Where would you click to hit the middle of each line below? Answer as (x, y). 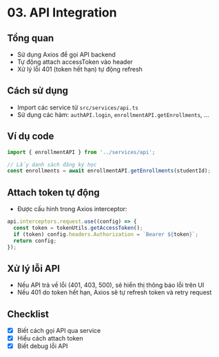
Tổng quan (31, 38)
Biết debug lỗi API (42, 346)
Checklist (28, 314)
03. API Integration (62, 13)
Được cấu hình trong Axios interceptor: (72, 209)
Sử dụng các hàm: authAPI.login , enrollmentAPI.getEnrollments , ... (113, 114)
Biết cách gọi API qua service (59, 331)
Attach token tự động (53, 192)
